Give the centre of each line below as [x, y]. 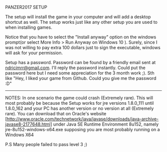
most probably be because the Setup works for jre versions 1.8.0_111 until [80, 103]
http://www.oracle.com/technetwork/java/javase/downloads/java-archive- [83, 119]
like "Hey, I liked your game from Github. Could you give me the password [81, 78]
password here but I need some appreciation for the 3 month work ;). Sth [80, 73]
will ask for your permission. [34, 53]
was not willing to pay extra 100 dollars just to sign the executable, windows [83, 47]
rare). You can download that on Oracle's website [56, 114]
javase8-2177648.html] [29, 124]
